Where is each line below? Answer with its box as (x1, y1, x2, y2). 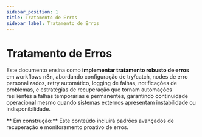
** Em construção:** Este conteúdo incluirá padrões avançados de (6, 117, 175, 125)
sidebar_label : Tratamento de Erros (6, 20, 99, 26)
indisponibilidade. (6, 105, 50, 113)
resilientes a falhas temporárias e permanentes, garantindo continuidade (6, 93, 189, 100)
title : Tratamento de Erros (6, 15, 78, 21)
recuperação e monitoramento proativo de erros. (6, 124, 129, 131)
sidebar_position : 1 (6, 9, 59, 15)
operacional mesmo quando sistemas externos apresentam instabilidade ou (6, 99, 197, 107)
